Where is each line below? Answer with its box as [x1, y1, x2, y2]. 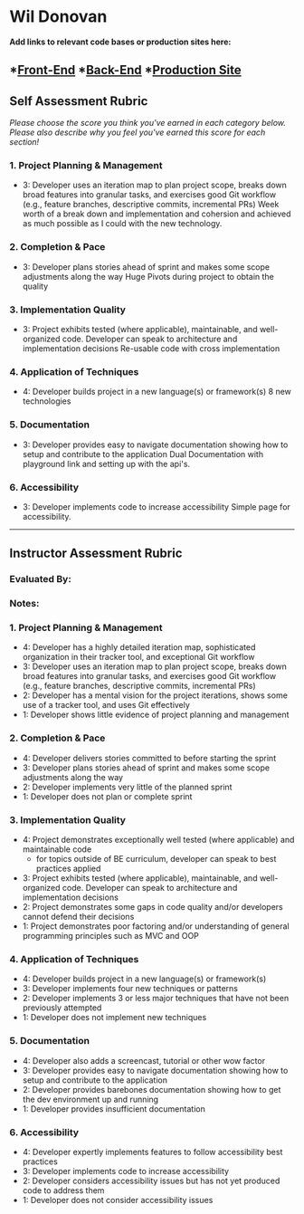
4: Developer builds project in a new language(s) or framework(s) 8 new [22, 387, 292, 397]
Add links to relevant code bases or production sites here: [9, 36, 232, 47]
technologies [22, 396, 71, 406]
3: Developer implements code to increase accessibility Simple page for [22, 501, 291, 512]
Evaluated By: [9, 573, 72, 586]
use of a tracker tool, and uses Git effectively [22, 700, 190, 711]
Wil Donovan [9, 6, 108, 27]
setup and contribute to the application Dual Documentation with [22, 448, 264, 459]
